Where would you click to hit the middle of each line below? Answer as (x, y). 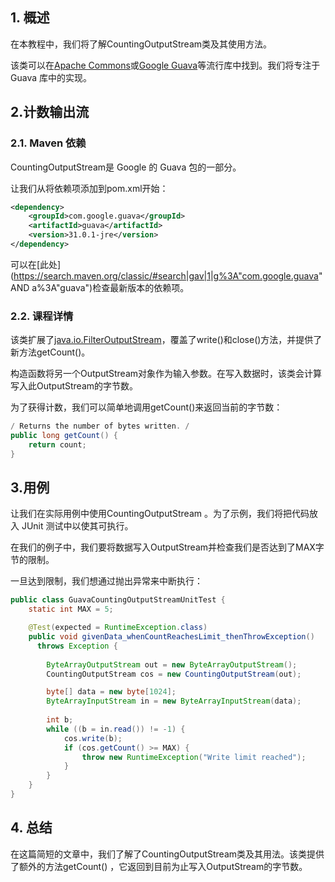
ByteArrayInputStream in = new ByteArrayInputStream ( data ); (174, 701)
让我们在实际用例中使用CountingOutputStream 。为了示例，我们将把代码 (160, 514)
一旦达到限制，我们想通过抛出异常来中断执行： (106, 581)
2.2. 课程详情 (42, 316)
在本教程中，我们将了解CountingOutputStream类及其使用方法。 (141, 44)
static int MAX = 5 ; (71, 609)
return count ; (57, 444)
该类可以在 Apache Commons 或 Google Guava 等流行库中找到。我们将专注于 (165, 65)
